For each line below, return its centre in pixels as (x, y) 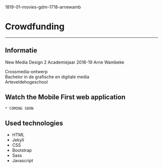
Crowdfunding (35, 27)
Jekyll (18, 140)
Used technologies (34, 123)
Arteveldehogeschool (26, 82)
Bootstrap (22, 151)
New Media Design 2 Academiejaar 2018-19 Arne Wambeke (65, 62)
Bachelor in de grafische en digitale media (47, 77)
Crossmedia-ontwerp (26, 71)
